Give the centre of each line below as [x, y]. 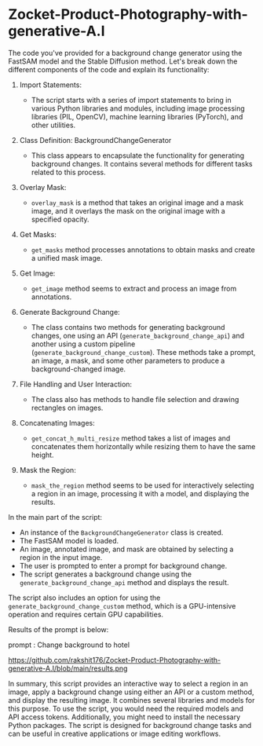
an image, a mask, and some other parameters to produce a [128, 360]
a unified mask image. [67, 258]
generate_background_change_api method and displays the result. [124, 582]
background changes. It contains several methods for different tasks [142, 163]
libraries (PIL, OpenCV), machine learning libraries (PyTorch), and [137, 116]
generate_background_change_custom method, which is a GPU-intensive [122, 605]
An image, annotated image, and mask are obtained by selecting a [126, 549]
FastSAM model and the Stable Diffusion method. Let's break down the [123, 61]
